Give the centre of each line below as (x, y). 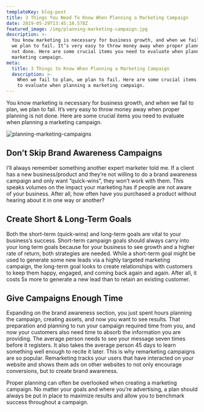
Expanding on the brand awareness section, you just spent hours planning (99, 313)
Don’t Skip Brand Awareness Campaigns (84, 153)
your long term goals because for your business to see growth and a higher (101, 246)
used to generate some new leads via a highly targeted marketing (88, 260)
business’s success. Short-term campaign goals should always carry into (98, 240)
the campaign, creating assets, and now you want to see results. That (93, 319)
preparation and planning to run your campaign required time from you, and (101, 326)
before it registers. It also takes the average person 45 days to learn (91, 345)
